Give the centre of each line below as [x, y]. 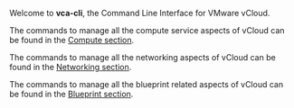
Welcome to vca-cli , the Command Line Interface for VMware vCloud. [140, 13]
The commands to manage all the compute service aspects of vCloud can [147, 30]
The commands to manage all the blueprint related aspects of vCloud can [146, 84]
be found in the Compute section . [71, 40]
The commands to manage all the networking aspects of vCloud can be [142, 57]
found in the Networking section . [71, 67]
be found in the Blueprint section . [71, 94]
